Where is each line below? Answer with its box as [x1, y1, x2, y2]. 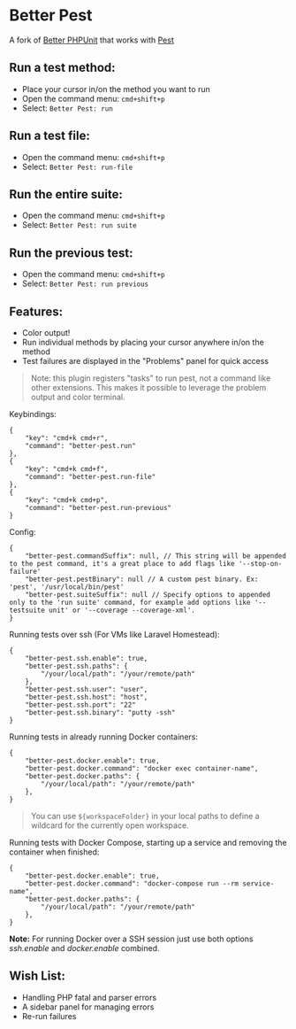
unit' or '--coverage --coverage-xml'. [48, 606, 196, 615]
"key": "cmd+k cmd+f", [25, 465, 109, 474]
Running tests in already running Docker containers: [9, 731, 199, 742]
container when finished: [9, 847, 100, 857]
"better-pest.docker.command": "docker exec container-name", [25, 764, 259, 773]
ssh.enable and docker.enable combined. [9, 943, 161, 953]
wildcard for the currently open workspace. [30, 820, 189, 831]
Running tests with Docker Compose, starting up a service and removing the [9, 838, 287, 847]
